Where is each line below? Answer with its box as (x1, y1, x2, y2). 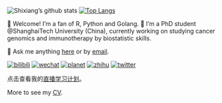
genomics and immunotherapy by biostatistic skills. (7, 34, 152, 42)
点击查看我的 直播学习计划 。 (7, 75, 86, 83)
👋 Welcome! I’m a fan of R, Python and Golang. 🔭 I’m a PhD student (7, 20, 197, 27)
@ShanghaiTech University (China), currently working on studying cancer (7, 27, 216, 35)
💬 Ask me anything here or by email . (7, 48, 110, 55)
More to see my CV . (7, 89, 63, 96)
